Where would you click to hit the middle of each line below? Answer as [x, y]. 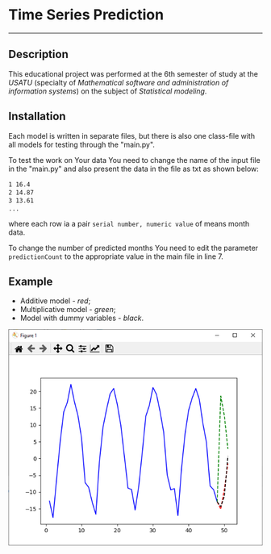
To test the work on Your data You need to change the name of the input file [134, 160]
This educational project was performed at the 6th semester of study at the [133, 73]
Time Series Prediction [86, 15]
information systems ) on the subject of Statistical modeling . [108, 91]
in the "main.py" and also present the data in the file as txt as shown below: [134, 169]
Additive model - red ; [55, 301]
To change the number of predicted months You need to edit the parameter [133, 248]
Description [38, 54]
